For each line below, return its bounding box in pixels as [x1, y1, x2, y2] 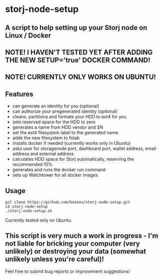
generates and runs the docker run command [12, 167, 106, 173]
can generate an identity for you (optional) [12, 103, 100, 109]
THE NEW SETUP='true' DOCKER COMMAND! [5, 56, 151, 64]
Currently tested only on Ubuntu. [5, 217, 73, 223]
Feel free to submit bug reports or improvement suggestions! [5, 268, 131, 274]
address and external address [12, 151, 74, 157]
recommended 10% [12, 161, 53, 168]
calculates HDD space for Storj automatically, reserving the [12, 156, 134, 162]
